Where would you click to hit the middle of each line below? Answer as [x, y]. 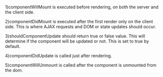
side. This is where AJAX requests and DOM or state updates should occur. [81, 27]
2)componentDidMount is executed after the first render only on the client [79, 22]
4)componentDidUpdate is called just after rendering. [59, 56]
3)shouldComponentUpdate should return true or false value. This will [75, 36]
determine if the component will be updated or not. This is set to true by [77, 41]
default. [13, 46]
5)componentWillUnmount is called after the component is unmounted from [81, 65]
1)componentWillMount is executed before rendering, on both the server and [82, 7]
